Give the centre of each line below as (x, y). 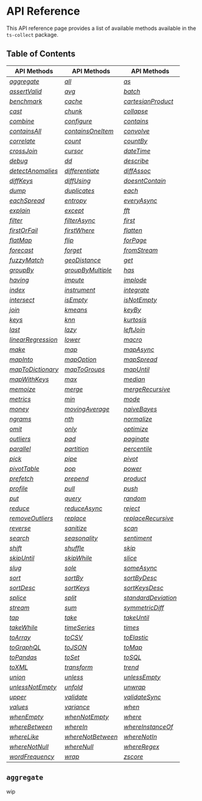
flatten (133, 230)
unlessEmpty (142, 677)
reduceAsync (83, 508)
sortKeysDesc (144, 588)
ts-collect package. (33, 34)
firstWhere (79, 230)
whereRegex (141, 747)
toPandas (23, 657)
